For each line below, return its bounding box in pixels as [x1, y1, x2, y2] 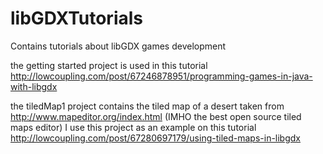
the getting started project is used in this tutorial [10, 59, 208, 71]
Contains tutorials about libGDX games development [10, 40, 227, 52]
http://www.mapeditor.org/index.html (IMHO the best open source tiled [10, 110, 302, 122]
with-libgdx [10, 80, 58, 92]
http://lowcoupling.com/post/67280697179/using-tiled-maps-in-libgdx [10, 132, 301, 144]
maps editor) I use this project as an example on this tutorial [10, 121, 257, 133]
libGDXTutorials [10, 7, 143, 30]
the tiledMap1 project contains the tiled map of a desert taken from [10, 100, 285, 112]
